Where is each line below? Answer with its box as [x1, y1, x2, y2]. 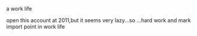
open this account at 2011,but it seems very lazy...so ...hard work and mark [6, 17, 191, 23]
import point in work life [6, 23, 65, 30]
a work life [6, 5, 32, 12]
